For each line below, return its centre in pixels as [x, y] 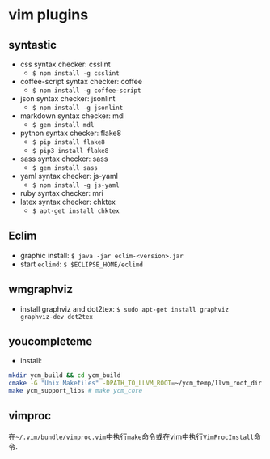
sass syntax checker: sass [64, 159]
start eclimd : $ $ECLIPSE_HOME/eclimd [82, 264]
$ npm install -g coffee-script [86, 91]
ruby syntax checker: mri [61, 193]
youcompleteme [51, 342]
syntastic [32, 45]
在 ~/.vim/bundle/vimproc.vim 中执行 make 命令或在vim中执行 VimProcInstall [131, 436]
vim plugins [49, 15]
